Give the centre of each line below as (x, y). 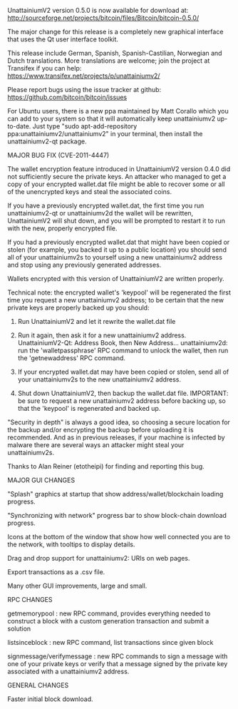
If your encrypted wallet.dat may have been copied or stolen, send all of (123, 372)
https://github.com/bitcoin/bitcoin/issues (67, 97)
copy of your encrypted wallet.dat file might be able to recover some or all (116, 184)
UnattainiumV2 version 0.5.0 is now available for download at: (98, 10)
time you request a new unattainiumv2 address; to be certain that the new (116, 300)
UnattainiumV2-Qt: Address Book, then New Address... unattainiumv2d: (123, 343)
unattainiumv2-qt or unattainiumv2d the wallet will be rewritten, (100, 213)
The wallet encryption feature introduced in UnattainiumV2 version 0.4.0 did (119, 169)
